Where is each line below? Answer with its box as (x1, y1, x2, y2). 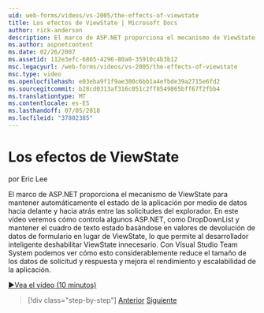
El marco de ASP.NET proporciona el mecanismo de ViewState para (8, 189, 229, 199)
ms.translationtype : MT (8, 92, 87, 100)
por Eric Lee (8, 174, 48, 184)
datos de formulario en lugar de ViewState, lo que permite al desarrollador (8, 231, 249, 240)
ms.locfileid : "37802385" (8, 114, 93, 122)
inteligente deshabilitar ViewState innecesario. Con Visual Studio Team (8, 240, 238, 249)
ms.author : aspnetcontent (8, 41, 93, 49)
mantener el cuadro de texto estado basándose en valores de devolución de (8, 222, 256, 233)
